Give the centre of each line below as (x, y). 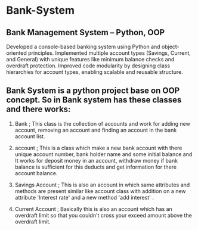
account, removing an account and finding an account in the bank (96, 130)
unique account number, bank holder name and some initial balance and (103, 154)
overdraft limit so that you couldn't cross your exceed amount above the (103, 215)
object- (171, 46)
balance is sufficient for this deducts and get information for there (96, 167)
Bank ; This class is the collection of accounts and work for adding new (103, 123)
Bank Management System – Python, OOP (86, 32)
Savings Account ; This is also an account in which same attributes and (102, 185)
